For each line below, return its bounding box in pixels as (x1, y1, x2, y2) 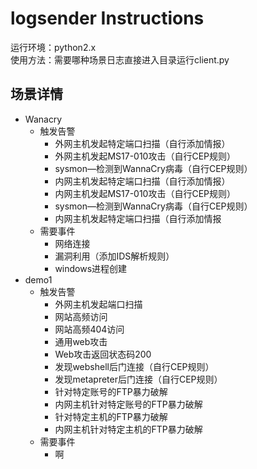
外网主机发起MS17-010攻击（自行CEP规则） (54, 150, 237, 162)
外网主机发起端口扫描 (54, 298, 143, 310)
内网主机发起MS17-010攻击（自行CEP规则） (54, 187, 237, 199)
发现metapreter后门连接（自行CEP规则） (54, 373, 223, 385)
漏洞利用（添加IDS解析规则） (54, 250, 175, 262)
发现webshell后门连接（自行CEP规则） (54, 360, 215, 372)
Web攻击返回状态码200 (54, 348, 152, 360)
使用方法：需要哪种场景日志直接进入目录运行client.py (10, 53, 230, 66)
